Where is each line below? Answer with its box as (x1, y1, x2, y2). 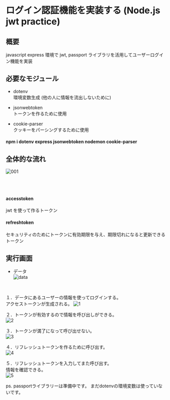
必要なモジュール (6, 74, 59, 83)
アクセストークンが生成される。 (6, 301, 73, 307)
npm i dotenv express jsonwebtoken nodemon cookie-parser (6, 138, 138, 145)
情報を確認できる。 (6, 367, 46, 373)
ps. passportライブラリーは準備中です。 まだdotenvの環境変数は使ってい (6, 383, 158, 389)
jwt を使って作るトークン (6, 207, 58, 214)
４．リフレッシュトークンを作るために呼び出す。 (6, 344, 108, 350)
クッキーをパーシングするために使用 (13, 127, 89, 133)
